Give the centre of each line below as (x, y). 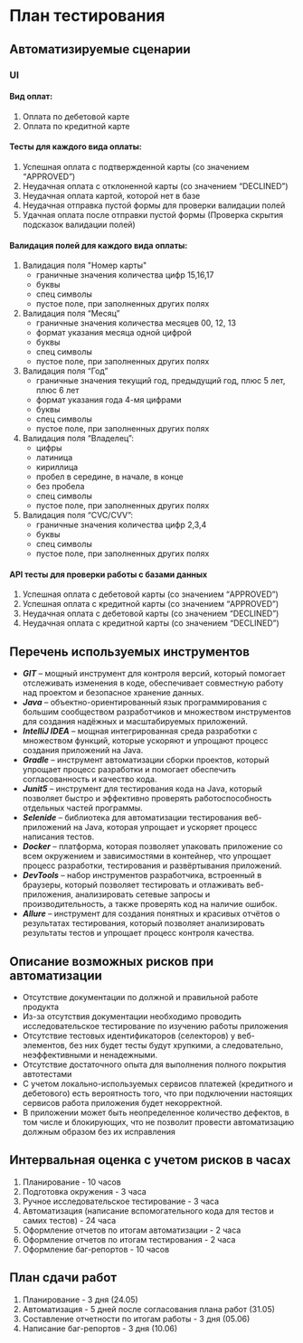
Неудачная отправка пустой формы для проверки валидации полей (154, 205)
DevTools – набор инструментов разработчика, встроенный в (142, 875)
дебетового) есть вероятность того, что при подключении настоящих (157, 1093)
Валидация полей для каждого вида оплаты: (99, 245)
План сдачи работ (63, 1277)
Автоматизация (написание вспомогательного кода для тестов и (148, 1211)
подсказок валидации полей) (79, 224)
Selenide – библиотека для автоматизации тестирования (132, 818)
